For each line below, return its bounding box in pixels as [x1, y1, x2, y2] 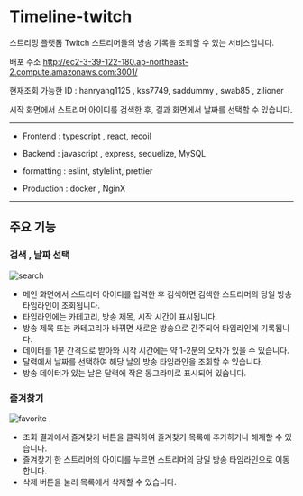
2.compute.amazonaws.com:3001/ [9, 66, 138, 77]
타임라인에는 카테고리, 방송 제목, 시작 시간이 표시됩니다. [22, 311, 218, 321]
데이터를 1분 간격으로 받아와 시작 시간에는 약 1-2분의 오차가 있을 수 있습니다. [22, 345, 290, 356]
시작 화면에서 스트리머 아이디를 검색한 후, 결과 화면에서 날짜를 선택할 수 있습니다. [9, 104, 293, 114]
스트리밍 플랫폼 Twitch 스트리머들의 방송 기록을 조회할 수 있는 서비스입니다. [9, 37, 275, 48]
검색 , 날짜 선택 [9, 249, 70, 262]
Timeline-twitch [9, 6, 133, 27]
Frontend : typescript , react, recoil [22, 131, 151, 141]
